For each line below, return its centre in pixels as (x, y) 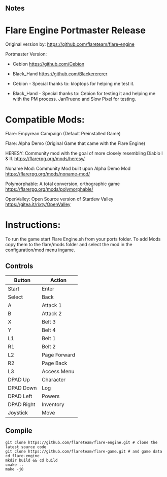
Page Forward (58, 355)
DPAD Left (20, 396)
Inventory (53, 405)
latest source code (26, 447)
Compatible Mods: (45, 120)
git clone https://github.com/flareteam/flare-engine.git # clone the (81, 442)
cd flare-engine (22, 456)
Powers (51, 396)
